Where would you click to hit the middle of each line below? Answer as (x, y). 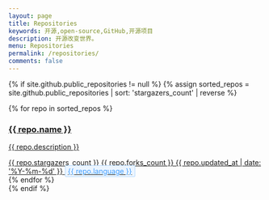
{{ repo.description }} (44, 147)
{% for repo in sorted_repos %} (61, 108)
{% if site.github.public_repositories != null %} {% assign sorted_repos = (129, 84)
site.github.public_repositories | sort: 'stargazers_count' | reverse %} (123, 92)
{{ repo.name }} (40, 129)
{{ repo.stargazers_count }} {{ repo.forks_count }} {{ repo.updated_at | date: (135, 163)
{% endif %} (29, 189)
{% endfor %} (32, 180)
